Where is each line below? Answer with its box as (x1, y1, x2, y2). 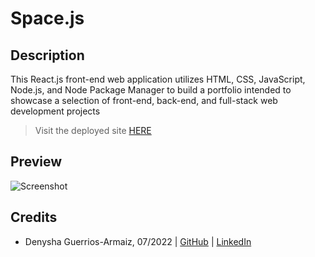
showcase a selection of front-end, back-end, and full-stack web (10, 95, 278, 106)
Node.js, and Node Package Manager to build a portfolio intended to (10, 84, 292, 96)
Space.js (10, 7, 85, 30)
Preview (10, 153, 63, 171)
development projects (10, 105, 101, 117)
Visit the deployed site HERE (34, 125, 152, 136)
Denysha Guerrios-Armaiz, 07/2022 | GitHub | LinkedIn (24, 235, 252, 247)
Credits (10, 209, 58, 226)
